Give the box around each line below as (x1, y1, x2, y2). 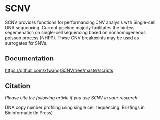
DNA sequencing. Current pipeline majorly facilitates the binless (5, 24, 135, 30)
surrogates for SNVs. (5, 40, 48, 46)
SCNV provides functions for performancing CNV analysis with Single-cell (5, 19, 156, 25)
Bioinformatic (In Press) (5, 109, 53, 116)
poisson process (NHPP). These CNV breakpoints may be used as (5, 35, 139, 41)
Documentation (5, 55, 54, 63)
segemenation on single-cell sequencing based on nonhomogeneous (5, 30, 146, 35)
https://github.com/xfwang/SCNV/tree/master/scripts (5, 67, 113, 73)
